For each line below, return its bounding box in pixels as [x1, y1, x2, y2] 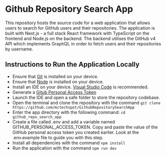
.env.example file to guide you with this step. [12, 134, 104, 140]
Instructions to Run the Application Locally [5, 60, 140, 69]
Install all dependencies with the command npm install [12, 140, 125, 146]
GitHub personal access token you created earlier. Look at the [12, 129, 139, 135]
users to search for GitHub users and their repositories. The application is [5, 25, 155, 31]
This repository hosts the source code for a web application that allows [5, 20, 150, 26]
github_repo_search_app [12, 115, 62, 119]
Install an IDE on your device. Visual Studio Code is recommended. [12, 84, 149, 90]
